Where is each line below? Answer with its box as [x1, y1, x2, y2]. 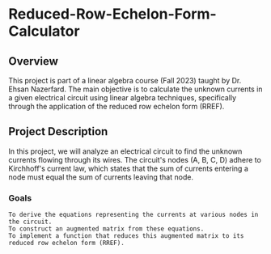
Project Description [8, 125, 108, 138]
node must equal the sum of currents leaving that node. [8, 171, 194, 182]
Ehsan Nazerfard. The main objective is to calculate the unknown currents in [8, 84, 263, 94]
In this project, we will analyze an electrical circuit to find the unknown [8, 146, 243, 156]
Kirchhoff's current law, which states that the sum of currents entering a [8, 163, 248, 173]
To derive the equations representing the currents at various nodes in [8, 211, 259, 219]
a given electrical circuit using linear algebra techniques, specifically [8, 93, 237, 102]
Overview [8, 54, 59, 68]
